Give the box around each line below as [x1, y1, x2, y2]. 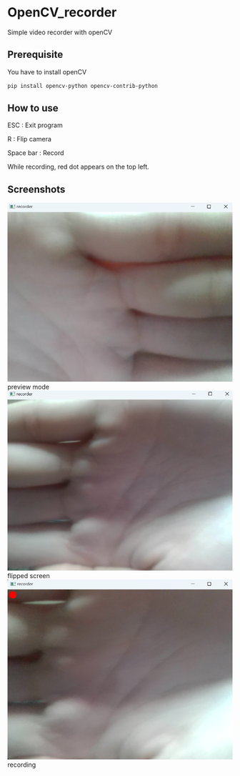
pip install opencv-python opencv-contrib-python [7, 82, 159, 89]
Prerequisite [7, 49, 64, 61]
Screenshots [7, 183, 66, 195]
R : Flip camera [7, 135, 52, 144]
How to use [7, 102, 59, 114]
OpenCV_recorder [7, 4, 117, 21]
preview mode [7, 383, 50, 391]
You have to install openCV [7, 67, 87, 76]
